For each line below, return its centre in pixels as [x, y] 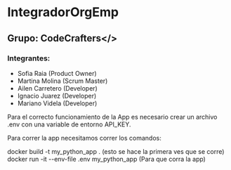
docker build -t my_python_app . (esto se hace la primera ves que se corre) [116, 151]
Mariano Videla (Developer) [57, 103]
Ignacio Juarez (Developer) [57, 96]
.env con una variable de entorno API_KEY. [69, 124]
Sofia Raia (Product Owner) [57, 73]
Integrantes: [29, 58]
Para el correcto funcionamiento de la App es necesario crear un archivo [112, 117]
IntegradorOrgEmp [63, 12]
